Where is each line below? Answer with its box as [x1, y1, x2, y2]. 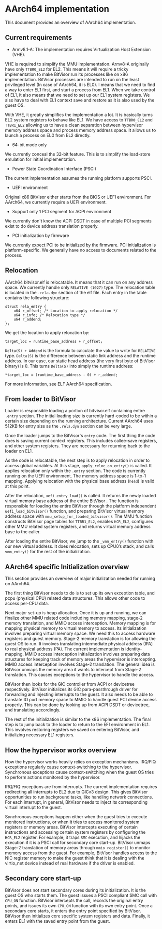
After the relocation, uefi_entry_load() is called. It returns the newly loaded [5, 493, 156, 499]
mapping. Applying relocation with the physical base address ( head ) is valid [5, 478, 155, 484]
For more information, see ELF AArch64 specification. [5, 381, 112, 387]
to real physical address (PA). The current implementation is [5, 646, 125, 652]
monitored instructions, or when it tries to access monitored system [5, 819, 140, 825]
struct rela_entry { [5, 304, 47, 309]
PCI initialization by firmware [12, 232, 69, 238]
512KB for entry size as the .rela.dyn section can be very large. [5, 423, 132, 429]
